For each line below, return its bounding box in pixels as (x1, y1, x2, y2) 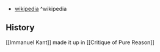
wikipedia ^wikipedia (14, 5, 67, 12)
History (5, 22, 35, 33)
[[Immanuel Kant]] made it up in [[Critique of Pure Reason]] (5, 39, 155, 46)
